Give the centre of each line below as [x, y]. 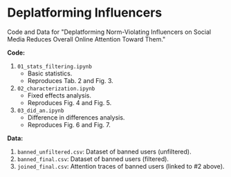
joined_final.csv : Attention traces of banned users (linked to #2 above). [121, 166]
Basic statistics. [50, 73]
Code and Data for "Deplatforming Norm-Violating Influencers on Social [109, 32]
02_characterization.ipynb [56, 88]
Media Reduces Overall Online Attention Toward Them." [86, 39]
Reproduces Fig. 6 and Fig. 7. [69, 124]
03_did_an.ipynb [40, 111]
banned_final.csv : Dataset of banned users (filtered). [93, 159]
